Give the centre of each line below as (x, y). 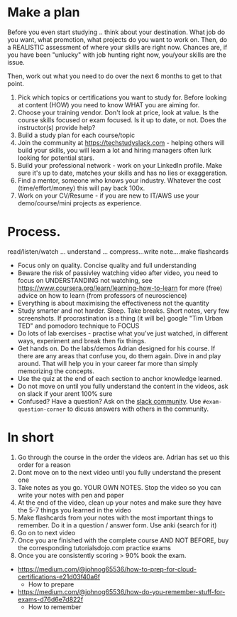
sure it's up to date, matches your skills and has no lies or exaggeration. (123, 173)
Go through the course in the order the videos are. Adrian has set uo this (123, 457)
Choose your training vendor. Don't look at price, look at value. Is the (118, 112)
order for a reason (44, 465)
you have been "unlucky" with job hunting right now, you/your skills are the (117, 55)
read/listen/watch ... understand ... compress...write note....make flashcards (118, 251)
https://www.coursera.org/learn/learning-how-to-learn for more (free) (120, 288)
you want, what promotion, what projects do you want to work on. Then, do (117, 39)
